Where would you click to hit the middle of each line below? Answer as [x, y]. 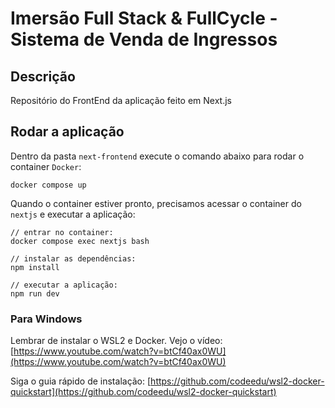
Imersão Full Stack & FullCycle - [144, 18]
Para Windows [46, 319]
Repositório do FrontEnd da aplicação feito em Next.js [121, 100]
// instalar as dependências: [73, 258]
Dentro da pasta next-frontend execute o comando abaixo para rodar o [157, 156]
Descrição [43, 76]
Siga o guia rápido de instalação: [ [81, 381]
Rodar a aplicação [67, 132]
